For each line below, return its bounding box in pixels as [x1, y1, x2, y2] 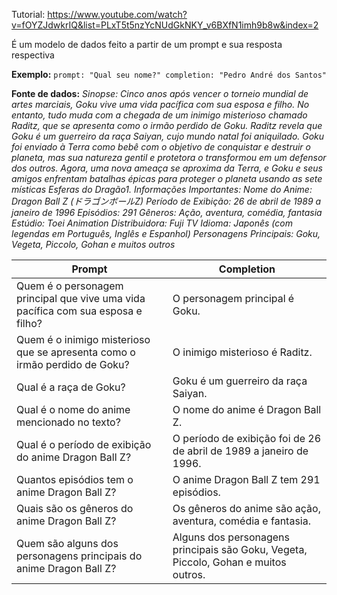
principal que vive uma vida [16, 292, 146, 305]
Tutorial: [11, 9, 46, 20]
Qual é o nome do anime [16, 403, 131, 416]
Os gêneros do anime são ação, [172, 502, 321, 515]
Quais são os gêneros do [16, 502, 134, 515]
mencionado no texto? [16, 415, 121, 429]
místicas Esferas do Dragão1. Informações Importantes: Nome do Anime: [11, 184, 313, 195]
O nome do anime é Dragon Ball [172, 403, 322, 416]
